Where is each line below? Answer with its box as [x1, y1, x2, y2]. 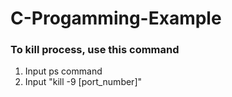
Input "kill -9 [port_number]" [24, 76, 143, 88]
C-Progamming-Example [10, 7, 222, 30]
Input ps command [24, 65, 103, 77]
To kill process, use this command [10, 43, 180, 57]
